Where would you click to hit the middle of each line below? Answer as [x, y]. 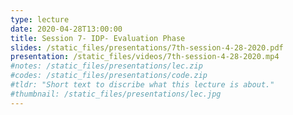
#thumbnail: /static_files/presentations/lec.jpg [116, 94]
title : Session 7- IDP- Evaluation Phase [98, 38]
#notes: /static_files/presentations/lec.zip [106, 66]
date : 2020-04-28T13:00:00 [66, 29]
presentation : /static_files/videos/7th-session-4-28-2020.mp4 [145, 57]
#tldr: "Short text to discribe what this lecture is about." [142, 85]
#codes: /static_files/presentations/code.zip [109, 76]
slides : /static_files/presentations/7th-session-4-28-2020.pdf [147, 47]
